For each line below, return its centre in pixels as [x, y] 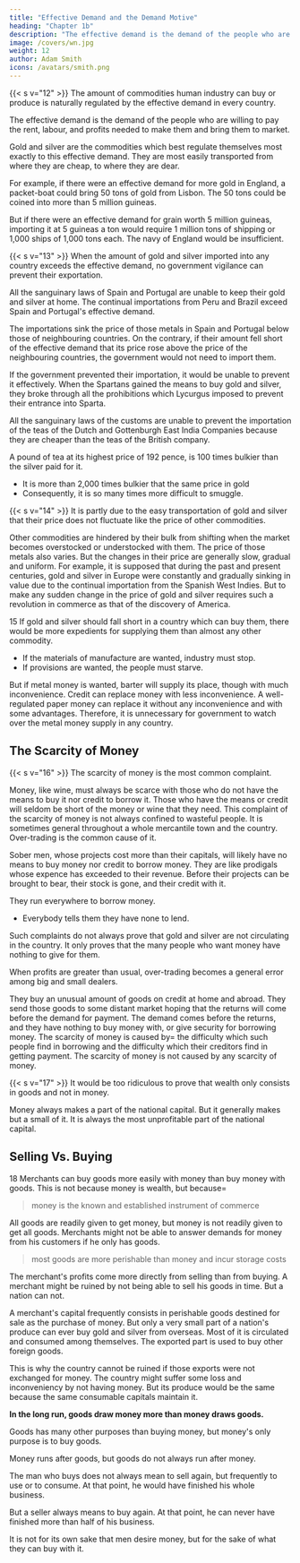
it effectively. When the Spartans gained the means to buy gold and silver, [146, 384]
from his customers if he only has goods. [85, 1241]
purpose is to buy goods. [56, 1441]
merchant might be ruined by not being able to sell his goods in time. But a [146, 1285]
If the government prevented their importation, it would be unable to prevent [150, 374]
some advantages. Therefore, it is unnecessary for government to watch [143, 713]
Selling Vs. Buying [61, 1157]
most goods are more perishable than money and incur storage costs [159, 1258]
